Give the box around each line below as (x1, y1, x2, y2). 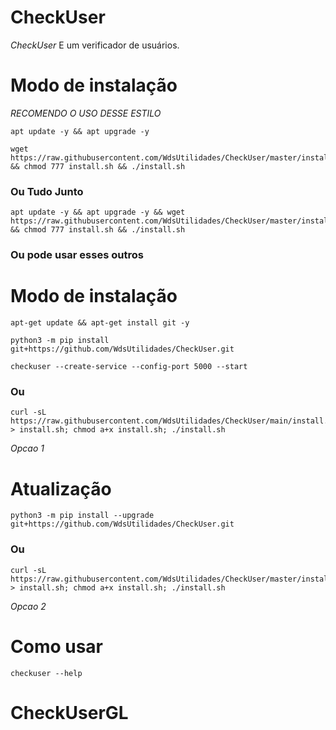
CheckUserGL (10, 701, 129, 724)
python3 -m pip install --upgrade (10, 511, 155, 521)
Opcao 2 (10, 600, 47, 612)
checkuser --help (10, 668, 83, 678)
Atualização (10, 477, 112, 500)
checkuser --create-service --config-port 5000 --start (10, 362, 248, 372)
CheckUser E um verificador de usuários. (10, 39, 180, 51)
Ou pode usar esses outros (10, 248, 144, 262)
